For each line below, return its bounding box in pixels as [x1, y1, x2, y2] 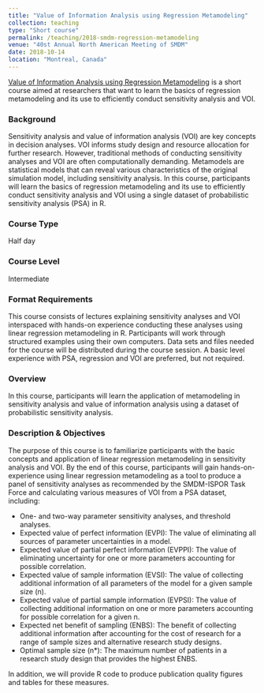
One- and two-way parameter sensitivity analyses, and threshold [19, 511, 231, 521]
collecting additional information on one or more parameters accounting [19, 603, 254, 612]
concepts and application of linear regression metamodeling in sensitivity [8, 454, 246, 463]
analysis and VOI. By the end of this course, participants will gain [8, 463, 219, 472]
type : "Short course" [8, 26, 80, 34]
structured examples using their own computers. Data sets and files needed [8, 337, 255, 346]
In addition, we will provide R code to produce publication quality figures [8, 669, 244, 679]
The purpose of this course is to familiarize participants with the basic [8, 445, 235, 455]
